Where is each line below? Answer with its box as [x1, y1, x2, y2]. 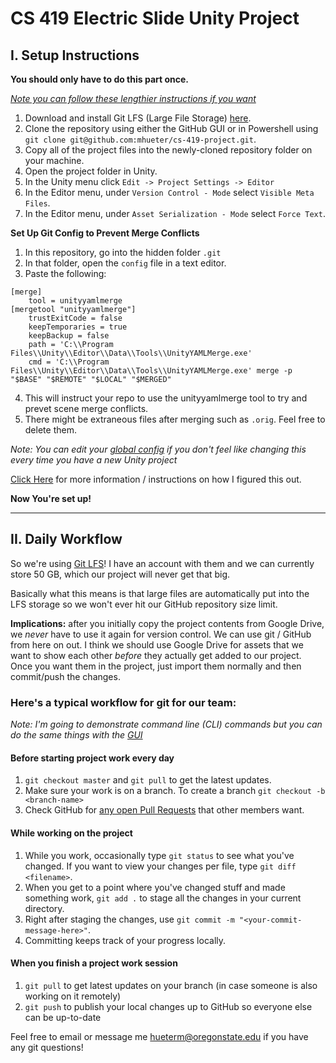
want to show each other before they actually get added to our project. [10, 649, 302, 661]
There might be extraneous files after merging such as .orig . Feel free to [24, 413, 326, 425]
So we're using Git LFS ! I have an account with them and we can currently [10, 557, 315, 569]
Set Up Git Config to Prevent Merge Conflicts [10, 227, 200, 239]
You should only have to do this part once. [10, 73, 190, 85]
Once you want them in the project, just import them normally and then [10, 660, 302, 672]
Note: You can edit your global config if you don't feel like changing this [10, 443, 307, 455]
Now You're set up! [10, 493, 92, 504]
